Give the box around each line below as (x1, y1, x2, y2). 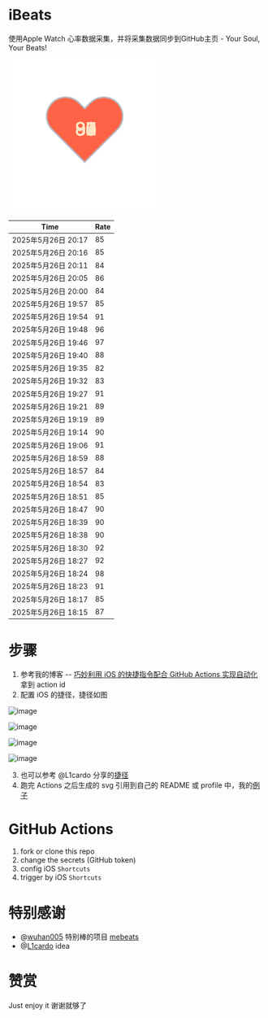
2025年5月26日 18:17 (11, 594, 89, 604)
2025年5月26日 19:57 (11, 299, 89, 308)
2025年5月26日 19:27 (11, 389, 89, 399)
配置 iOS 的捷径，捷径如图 (19, 690, 108, 700)
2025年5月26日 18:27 (11, 556, 89, 566)
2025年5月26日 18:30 (11, 543, 89, 553)
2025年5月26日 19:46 (11, 338, 89, 347)
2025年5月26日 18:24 (11, 569, 89, 579)
